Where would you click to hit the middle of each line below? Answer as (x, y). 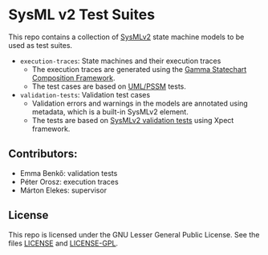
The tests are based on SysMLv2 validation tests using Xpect (133, 120)
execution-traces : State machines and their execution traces (120, 61)
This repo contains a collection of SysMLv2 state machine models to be (126, 37)
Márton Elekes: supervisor (63, 190)
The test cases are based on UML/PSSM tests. (109, 86)
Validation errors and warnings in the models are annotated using (140, 103)
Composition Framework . (73, 78)
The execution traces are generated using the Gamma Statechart (139, 69)
